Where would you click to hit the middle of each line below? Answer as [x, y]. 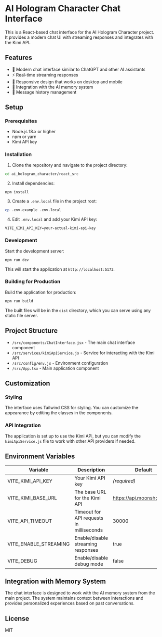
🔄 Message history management [44, 92]
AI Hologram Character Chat [63, 8]
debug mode [89, 564]
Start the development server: [35, 251]
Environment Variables [40, 456]
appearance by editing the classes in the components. [59, 413]
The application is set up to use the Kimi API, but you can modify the [73, 436]
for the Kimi [88, 498]
